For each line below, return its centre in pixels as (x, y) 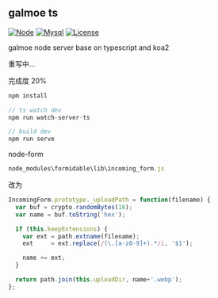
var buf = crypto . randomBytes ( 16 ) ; (74, 207)
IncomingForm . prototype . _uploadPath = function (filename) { (110, 200)
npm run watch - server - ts (49, 117)
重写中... (22, 63)
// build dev (30, 132)
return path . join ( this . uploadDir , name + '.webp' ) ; (99, 280)
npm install (28, 96)
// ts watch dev (35, 110)
